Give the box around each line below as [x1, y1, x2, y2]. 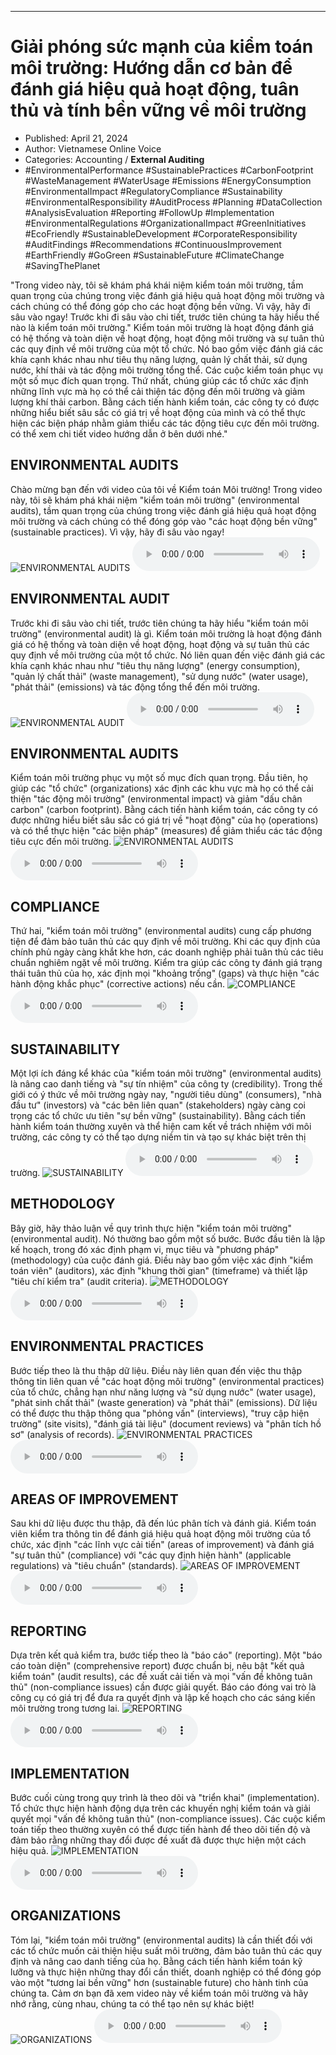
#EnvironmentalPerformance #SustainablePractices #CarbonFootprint [24, 164, 314, 176]
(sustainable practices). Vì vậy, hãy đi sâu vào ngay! [10, 526, 225, 538]
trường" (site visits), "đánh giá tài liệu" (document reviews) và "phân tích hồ [10, 1417, 322, 1430]
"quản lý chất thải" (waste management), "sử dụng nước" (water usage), [10, 670, 309, 682]
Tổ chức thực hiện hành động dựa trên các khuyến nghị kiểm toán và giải [10, 1802, 312, 1815]
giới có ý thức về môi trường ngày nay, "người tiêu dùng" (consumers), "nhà [10, 1089, 322, 1100]
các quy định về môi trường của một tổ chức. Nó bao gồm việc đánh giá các [10, 342, 324, 355]
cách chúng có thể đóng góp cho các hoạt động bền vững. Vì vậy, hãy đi [10, 300, 311, 312]
